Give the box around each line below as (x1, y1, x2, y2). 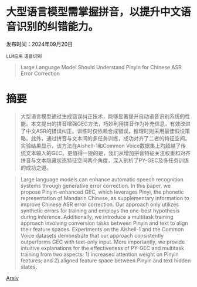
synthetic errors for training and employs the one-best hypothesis (20, 207, 180, 214)
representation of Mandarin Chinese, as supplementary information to (20, 194, 189, 201)
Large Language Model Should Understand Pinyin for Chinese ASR (20, 63, 182, 70)
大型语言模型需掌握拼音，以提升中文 (6, 5, 181, 19)
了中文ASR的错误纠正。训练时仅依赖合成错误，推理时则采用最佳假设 (20, 127, 185, 134)
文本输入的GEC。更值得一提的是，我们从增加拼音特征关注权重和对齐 (25, 149, 191, 156)
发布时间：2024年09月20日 (6, 40, 73, 48)
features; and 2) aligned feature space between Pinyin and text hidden (20, 256, 191, 264)
